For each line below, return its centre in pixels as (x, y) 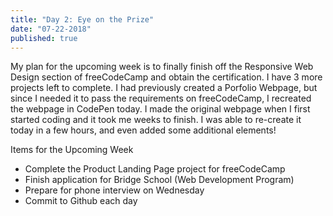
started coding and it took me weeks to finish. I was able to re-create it (156, 120)
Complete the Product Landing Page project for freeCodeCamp (155, 169)
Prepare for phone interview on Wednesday (114, 190)
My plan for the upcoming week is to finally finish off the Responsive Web (162, 67)
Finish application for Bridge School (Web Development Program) (159, 180)
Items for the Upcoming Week (72, 150)
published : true (44, 38)
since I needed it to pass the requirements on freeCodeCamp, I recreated (161, 98)
